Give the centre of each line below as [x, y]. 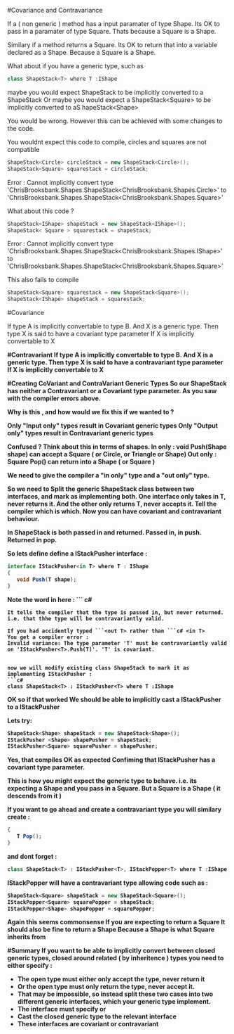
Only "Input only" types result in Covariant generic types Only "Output [113, 426]
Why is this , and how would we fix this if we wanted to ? [91, 412]
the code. [21, 128]
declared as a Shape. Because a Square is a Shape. [82, 52]
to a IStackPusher [34, 707]
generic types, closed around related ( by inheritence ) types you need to [116, 958]
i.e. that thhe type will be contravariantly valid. [86, 618]
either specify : [30, 966]
